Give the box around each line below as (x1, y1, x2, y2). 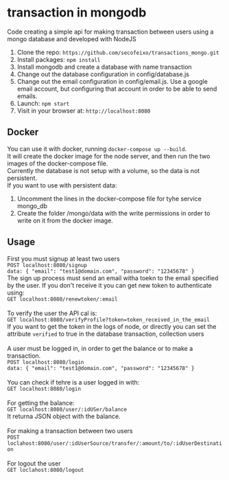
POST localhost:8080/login (7, 358, 84, 365)
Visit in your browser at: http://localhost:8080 (16, 106, 151, 115)
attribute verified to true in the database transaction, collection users (7, 330, 204, 338)
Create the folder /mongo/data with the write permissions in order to (16, 209, 210, 217)
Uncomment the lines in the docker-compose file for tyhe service (16, 194, 202, 203)
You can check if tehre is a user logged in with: (7, 378, 140, 386)
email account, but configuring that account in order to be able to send (16, 84, 217, 93)
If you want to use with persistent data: (7, 181, 117, 190)
